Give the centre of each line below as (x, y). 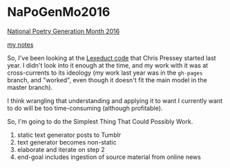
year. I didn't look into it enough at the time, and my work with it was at (108, 65)
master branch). (30, 87)
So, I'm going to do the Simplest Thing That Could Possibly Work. (100, 121)
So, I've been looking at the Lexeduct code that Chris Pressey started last (112, 58)
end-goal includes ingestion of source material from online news (109, 157)
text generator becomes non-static (67, 142)
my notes (20, 44)
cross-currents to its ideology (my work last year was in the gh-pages (105, 73)
